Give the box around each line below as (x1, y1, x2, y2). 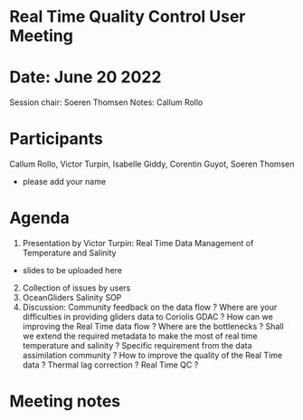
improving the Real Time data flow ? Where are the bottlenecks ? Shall (22, 321, 284, 331)
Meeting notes (9, 391, 120, 412)
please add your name (22, 177, 107, 187)
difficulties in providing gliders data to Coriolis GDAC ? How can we (22, 311, 273, 322)
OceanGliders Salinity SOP (22, 292, 122, 302)
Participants (9, 129, 104, 149)
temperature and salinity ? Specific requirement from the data (22, 340, 252, 350)
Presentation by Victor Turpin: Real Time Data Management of (22, 238, 254, 248)
